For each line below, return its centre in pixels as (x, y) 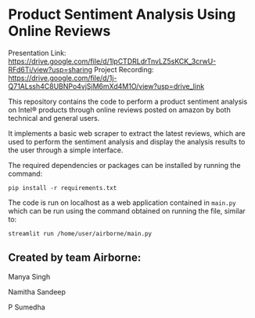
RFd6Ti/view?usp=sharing (50, 69)
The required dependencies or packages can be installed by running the (124, 165)
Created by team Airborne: (75, 258)
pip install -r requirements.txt (63, 188)
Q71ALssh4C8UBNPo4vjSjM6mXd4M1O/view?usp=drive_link (106, 86)
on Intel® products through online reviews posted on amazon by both (119, 110)
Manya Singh (29, 276)
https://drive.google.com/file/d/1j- (63, 78)
